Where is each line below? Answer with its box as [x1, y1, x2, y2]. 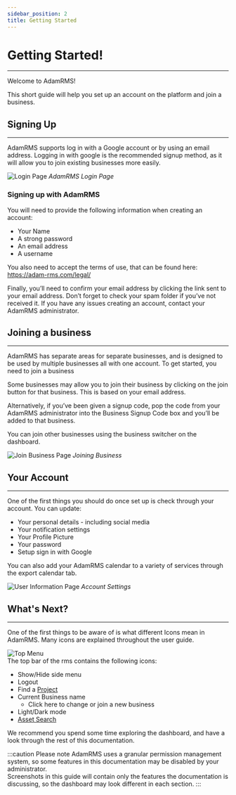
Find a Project [17, 685, 58, 693]
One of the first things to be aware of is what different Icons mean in [7, 628, 205, 636]
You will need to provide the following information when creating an [7, 205, 203, 214]
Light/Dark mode [17, 707, 67, 716]
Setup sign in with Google [17, 548, 93, 556]
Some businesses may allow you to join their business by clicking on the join [7, 380, 228, 389]
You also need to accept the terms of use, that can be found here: [7, 263, 198, 271]
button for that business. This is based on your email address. [7, 388, 186, 396]
